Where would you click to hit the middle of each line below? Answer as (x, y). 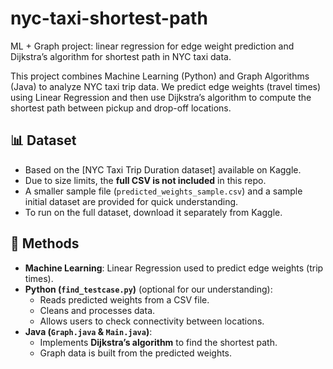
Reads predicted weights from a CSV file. (124, 299)
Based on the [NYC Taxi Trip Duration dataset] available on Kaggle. (163, 169)
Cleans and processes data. (97, 310)
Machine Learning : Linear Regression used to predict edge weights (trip (174, 268)
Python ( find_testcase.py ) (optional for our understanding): (148, 289)
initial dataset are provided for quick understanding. (131, 201)
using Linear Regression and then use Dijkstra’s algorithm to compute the (161, 97)
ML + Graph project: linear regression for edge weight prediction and (152, 46)
